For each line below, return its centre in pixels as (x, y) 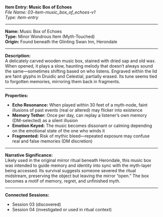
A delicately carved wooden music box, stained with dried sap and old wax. (81, 61)
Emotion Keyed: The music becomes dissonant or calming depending (82, 126)
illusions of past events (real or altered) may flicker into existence (77, 110)
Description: (18, 56)
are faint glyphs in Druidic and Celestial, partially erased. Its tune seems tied (81, 76)
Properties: (16, 95)
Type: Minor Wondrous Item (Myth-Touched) (50, 36)
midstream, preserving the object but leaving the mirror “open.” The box (77, 176)
